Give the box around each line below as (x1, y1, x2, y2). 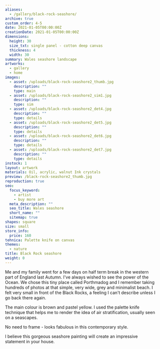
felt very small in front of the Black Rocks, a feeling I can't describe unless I (5, 290, 156, 296)
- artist (14, 192, 32, 197)
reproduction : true (5, 179, 45, 184)
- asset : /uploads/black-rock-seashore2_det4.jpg (9, 106, 112, 112)
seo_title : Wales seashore (9, 206, 64, 211)
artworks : (5, 61, 25, 66)
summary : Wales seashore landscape (5, 57, 77, 62)
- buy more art (14, 197, 45, 202)
